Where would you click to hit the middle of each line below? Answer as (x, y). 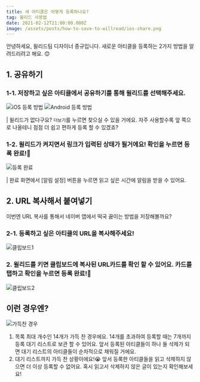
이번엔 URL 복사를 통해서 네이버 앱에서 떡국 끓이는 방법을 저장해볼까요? (89, 217)
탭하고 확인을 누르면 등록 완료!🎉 (49, 274)
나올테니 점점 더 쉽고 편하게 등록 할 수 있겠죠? (65, 127)
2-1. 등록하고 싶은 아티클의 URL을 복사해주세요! (70, 233)
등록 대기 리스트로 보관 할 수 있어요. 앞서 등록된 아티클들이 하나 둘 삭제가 (99, 344)
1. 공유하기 (24, 75)
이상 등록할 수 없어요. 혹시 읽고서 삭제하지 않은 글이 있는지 (100, 366)
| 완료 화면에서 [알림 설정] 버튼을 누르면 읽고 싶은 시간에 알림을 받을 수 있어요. (96, 180)
